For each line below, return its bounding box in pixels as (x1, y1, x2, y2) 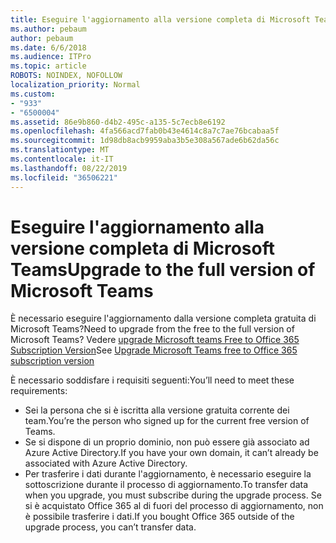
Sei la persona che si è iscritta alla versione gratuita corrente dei (24, 404, 290, 416)
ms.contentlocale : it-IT (10, 154, 114, 164)
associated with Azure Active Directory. (24, 457, 188, 470)
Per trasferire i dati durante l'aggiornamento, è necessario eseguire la (24, 468, 312, 480)
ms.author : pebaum (10, 24, 87, 34)
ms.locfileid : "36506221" (10, 172, 118, 183)
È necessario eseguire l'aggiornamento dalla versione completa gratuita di (10, 312, 317, 325)
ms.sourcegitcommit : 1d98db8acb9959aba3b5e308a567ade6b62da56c (10, 136, 280, 146)
